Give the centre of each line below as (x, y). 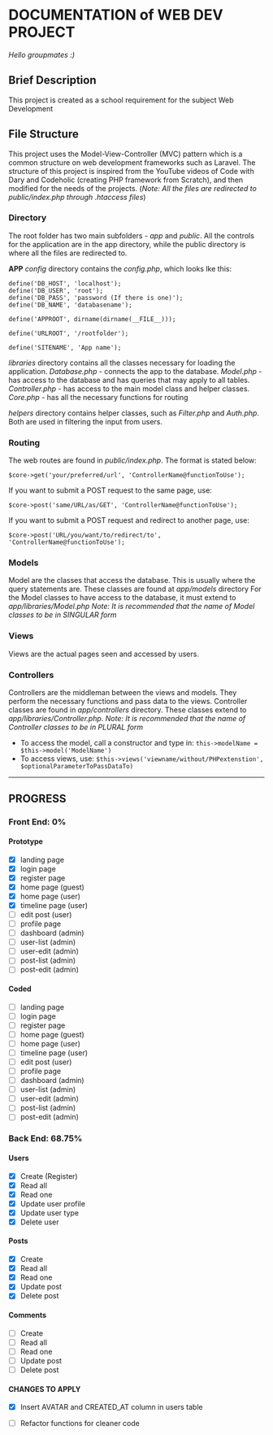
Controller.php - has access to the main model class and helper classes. (129, 389)
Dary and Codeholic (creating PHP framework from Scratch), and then (126, 180)
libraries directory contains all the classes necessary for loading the (122, 363)
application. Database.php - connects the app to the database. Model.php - (135, 371)
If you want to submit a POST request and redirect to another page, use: (129, 520)
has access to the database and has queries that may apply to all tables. (129, 380)
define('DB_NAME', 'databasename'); (70, 305)
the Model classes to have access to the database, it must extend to (122, 598)
